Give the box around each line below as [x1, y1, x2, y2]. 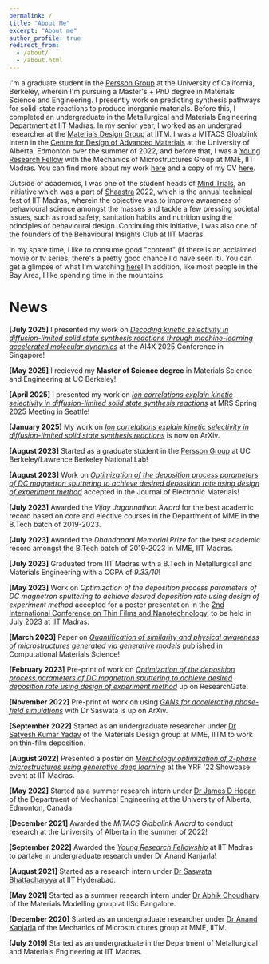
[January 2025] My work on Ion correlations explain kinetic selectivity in [9, 422, 250, 431]
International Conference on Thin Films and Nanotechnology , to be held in [9, 608, 252, 617]
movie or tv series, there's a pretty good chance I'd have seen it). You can [9, 253, 252, 263]
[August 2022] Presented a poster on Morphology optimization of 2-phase [9, 753, 257, 763]
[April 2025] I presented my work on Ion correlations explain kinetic [9, 389, 234, 399]
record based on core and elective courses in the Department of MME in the [9, 510, 260, 520]
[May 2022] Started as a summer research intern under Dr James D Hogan [9, 786, 256, 795]
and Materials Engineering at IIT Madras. [9, 946, 143, 956]
